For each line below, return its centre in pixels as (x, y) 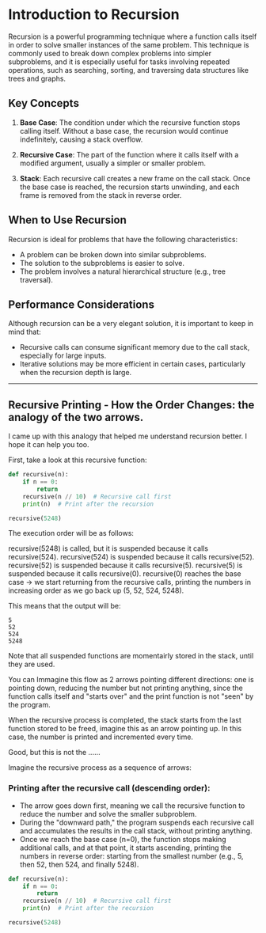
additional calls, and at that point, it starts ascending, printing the (125, 848)
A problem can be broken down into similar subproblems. (113, 254)
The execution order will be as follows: (71, 533)
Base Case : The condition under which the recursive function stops (130, 122)
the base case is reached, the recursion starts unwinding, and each (129, 187)
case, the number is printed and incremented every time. (101, 737)
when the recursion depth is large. (76, 373)
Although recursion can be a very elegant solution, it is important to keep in (131, 324)
